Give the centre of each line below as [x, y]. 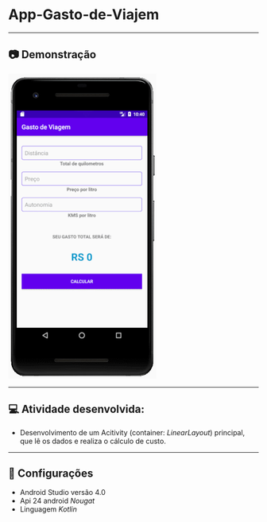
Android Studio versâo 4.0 [62, 493]
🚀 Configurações [51, 473]
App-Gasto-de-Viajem [84, 15]
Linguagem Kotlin [48, 509]
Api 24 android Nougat [57, 501]
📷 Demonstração [52, 55]
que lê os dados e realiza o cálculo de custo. [93, 441]
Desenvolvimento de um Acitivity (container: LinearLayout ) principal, [132, 432]
